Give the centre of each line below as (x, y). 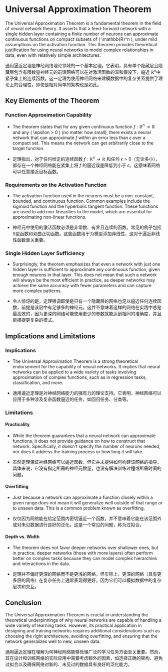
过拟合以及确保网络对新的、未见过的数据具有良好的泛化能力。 (69, 664)
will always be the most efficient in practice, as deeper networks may (84, 280)
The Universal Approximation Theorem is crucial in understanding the (77, 615)
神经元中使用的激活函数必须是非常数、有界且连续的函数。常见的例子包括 (87, 227)
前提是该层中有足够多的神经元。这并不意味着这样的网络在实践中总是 (91, 308)
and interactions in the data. (41, 564)
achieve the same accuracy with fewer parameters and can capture (82, 286)
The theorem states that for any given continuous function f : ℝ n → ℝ (83, 126)
